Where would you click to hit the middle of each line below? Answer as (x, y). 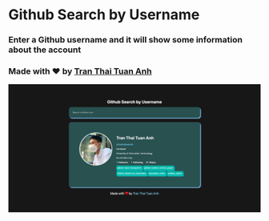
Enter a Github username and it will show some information (125, 40)
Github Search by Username (104, 15)
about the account (45, 50)
